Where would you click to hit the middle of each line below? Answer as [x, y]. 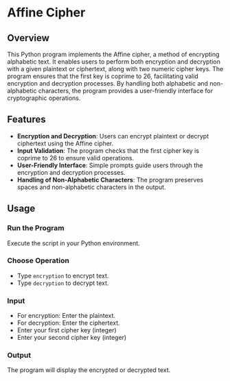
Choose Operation [38, 260]
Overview [28, 38]
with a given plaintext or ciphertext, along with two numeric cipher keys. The [115, 69]
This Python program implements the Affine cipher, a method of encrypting [113, 54]
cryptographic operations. [44, 98]
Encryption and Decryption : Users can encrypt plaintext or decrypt [113, 136]
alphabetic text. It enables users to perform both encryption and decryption [114, 62]
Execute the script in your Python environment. [74, 243]
